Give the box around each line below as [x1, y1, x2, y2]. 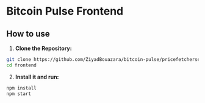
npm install [6, 85, 37, 91]
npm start [6, 90, 32, 97]
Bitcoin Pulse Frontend [6, 4, 124, 18]
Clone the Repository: [15, 44, 72, 52]
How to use [6, 29, 50, 39]
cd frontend [6, 62, 37, 68]
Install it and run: [15, 73, 59, 80]
